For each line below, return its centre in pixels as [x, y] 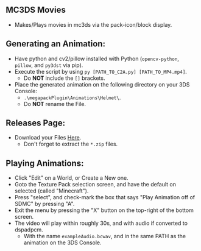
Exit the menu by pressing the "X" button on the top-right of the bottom [104, 210]
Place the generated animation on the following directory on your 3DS [102, 84]
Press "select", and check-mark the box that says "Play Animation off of [105, 197]
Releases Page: [35, 123]
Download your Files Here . [48, 138]
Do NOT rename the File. [55, 104]
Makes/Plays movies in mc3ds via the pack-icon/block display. [93, 24]
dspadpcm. [29, 230]
